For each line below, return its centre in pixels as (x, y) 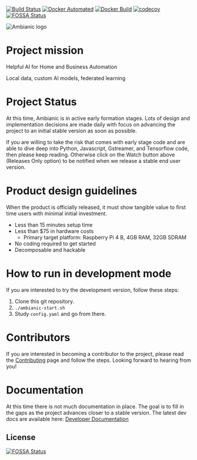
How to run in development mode (89, 274)
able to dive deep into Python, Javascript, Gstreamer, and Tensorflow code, (98, 148)
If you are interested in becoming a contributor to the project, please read (95, 354)
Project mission (45, 51)
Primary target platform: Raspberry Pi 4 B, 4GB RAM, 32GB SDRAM (105, 237)
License (21, 437)
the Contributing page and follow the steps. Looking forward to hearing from (98, 360)
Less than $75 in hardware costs (54, 231)
